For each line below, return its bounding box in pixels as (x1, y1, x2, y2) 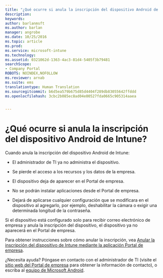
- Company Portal (5, 67, 41, 71)
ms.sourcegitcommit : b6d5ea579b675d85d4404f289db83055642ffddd (5, 89, 137, 94)
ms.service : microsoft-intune (5, 48, 67, 53)
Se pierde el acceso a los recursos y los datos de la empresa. (12, 169, 136, 175)
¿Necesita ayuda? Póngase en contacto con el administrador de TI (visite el (5, 257, 157, 263)
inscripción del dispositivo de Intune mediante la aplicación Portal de (5, 242, 143, 248)
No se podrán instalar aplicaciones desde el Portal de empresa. (12, 188, 140, 194)
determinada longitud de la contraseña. (12, 208, 92, 213)
